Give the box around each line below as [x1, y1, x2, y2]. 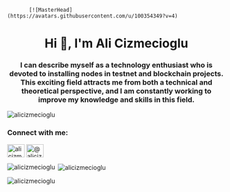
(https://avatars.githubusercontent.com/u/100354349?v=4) [7, 12, 178, 19]
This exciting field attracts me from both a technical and [20, 78, 213, 87]
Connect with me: [7, 128, 69, 138]
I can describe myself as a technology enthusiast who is [19, 60, 213, 70]
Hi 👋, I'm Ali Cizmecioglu [44, 35, 188, 51]
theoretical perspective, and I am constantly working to [21, 87, 212, 96]
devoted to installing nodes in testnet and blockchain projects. [9, 69, 224, 79]
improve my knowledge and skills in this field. [37, 95, 195, 105]
